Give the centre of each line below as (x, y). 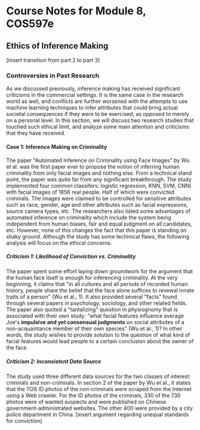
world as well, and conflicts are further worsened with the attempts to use (97, 101)
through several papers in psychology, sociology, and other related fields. (97, 303)
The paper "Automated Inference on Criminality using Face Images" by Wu (98, 160)
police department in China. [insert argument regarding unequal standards (98, 414)
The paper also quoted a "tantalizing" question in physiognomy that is (92, 310)
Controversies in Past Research (53, 75)
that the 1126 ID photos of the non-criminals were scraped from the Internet (99, 389)
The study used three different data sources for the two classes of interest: (99, 376)
